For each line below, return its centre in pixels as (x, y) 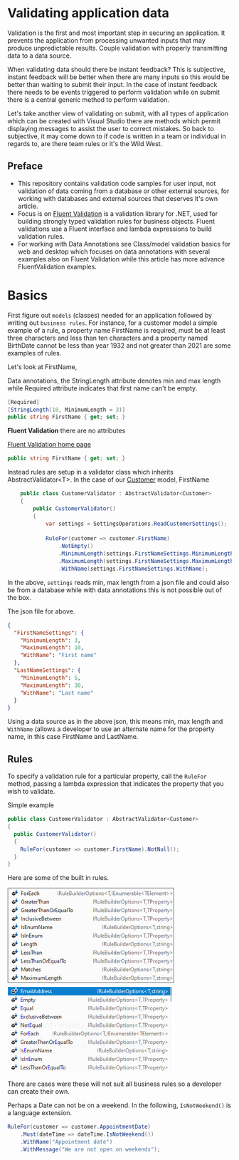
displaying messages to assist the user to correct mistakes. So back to (111, 128)
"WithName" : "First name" (59, 656)
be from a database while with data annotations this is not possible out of (115, 590)
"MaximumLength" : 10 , (52, 648)
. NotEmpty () (76, 547)
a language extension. (40, 1113)
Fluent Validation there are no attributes (67, 431)
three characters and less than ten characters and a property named (108, 338)
